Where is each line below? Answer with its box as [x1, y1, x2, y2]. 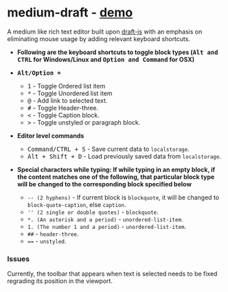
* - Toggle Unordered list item [27, 89, 113, 97]
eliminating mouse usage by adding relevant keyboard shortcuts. [7, 34, 191, 42]
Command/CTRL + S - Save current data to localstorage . [27, 145, 190, 153]
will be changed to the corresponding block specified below [16, 180, 192, 188]
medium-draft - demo [7, 5, 133, 21]
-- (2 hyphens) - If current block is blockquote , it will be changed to [27, 193, 220, 202]
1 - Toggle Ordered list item [27, 82, 106, 90]
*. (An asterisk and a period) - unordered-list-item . [27, 215, 183, 223]
